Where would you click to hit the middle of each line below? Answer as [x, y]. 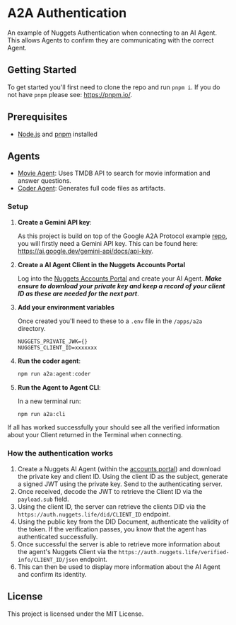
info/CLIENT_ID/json [48, 560]
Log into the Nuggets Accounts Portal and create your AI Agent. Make [120, 278]
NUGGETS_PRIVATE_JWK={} [53, 342]
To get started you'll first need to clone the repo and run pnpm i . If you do [114, 87]
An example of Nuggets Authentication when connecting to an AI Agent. [112, 33]
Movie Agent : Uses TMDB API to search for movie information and [114, 173]
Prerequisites [37, 117]
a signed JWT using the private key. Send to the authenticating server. [120, 484]
